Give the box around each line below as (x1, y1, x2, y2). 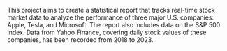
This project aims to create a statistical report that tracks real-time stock (7, 6, 215, 14)
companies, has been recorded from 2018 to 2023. (7, 36, 154, 44)
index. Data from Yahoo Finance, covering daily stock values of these (7, 28, 207, 36)
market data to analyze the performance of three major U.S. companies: (7, 13, 214, 22)
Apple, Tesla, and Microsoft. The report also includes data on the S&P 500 (7, 21, 221, 29)
